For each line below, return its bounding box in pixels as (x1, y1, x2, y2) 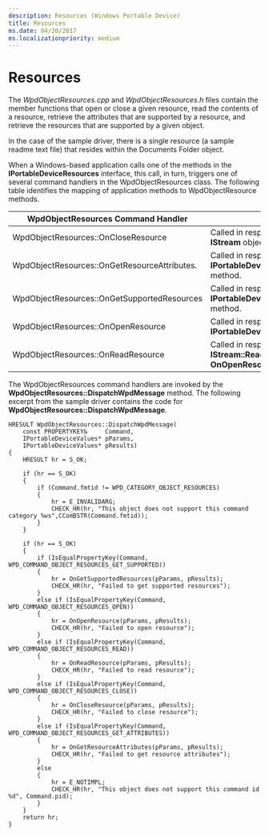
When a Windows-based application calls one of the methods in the (8, 160, 232, 170)
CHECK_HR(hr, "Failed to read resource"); (50, 666, 195, 674)
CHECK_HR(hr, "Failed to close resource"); (50, 709, 199, 717)
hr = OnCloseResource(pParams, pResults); (50, 701, 195, 709)
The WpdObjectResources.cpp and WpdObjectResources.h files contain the (8, 95, 259, 105)
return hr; (22, 814, 59, 822)
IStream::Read (210, 349, 266, 361)
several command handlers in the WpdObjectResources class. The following (8, 177, 260, 187)
